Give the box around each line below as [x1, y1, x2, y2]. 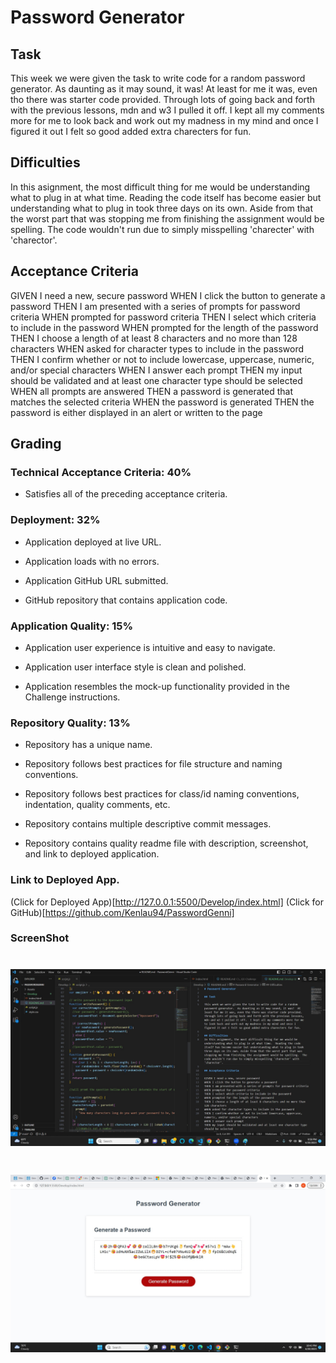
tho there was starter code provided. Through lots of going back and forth [10, 94, 315, 105]
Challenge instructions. [24, 691, 121, 703]
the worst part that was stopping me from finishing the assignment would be [10, 212, 325, 225]
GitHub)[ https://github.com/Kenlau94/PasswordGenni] [10, 906, 235, 918]
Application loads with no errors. [24, 555, 160, 567]
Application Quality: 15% [10, 619, 134, 633]
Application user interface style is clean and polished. [24, 661, 247, 673]
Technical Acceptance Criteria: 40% [10, 465, 192, 479]
